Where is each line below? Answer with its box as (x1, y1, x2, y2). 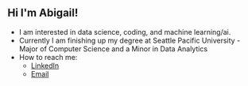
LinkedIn (30, 61, 60, 70)
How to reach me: (18, 52, 78, 62)
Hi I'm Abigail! (7, 6, 79, 20)
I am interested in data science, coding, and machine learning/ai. (18, 27, 231, 36)
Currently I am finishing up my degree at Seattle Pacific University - (18, 36, 241, 45)
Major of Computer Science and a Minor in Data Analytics (18, 43, 208, 54)
